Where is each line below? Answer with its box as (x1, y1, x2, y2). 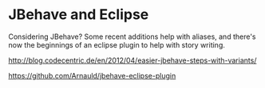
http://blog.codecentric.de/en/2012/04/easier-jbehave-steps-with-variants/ (8, 55, 257, 65)
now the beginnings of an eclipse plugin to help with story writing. (8, 40, 226, 49)
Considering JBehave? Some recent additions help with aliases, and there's (8, 32, 256, 41)
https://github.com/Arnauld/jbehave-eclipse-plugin (8, 71, 176, 80)
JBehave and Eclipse (8, 6, 149, 24)
